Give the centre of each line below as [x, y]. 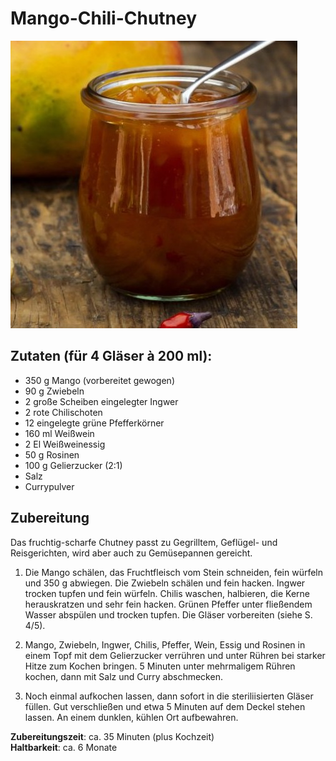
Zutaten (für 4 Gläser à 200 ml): [111, 356]
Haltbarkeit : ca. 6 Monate [64, 747]
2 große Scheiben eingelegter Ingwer [101, 401]
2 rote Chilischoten [63, 412]
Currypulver [49, 486]
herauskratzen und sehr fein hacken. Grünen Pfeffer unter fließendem [168, 604]
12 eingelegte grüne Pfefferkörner [94, 423]
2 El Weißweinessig [65, 444]
